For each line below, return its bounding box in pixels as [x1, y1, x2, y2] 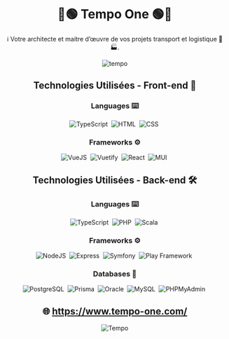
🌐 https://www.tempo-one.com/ [42, 305, 188, 317]
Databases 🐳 [92, 269, 137, 279]
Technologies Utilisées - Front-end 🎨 [33, 79, 197, 92]
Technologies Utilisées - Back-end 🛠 [32, 174, 197, 187]
